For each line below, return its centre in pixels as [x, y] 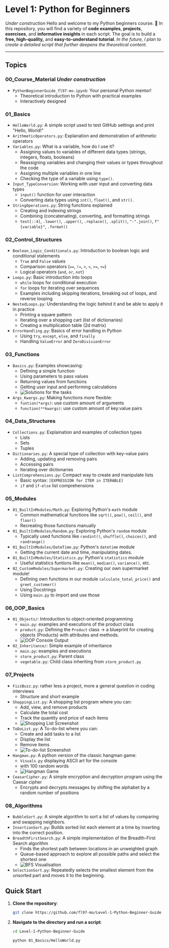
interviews [23, 691]
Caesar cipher [27, 782]
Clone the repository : [35, 903]
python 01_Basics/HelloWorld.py [46, 940]
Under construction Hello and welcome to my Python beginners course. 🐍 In [84, 23]
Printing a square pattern [46, 315]
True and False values [43, 261]
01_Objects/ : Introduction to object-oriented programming [73, 619]
